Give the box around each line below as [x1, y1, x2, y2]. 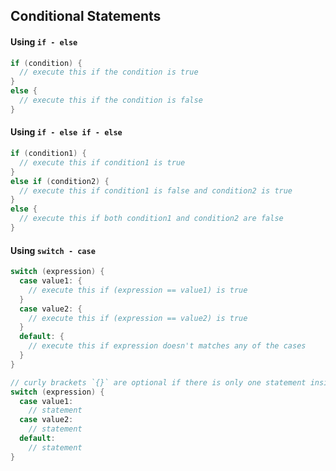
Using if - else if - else [10, 126, 123, 138]
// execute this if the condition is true [19, 67, 199, 78]
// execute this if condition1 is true [19, 157, 186, 168]
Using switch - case [10, 244, 96, 256]
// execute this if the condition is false [19, 95, 203, 106]
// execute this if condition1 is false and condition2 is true [19, 185, 293, 196]
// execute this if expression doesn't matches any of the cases [28, 341, 307, 351]
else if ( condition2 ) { [10, 176, 110, 186]
